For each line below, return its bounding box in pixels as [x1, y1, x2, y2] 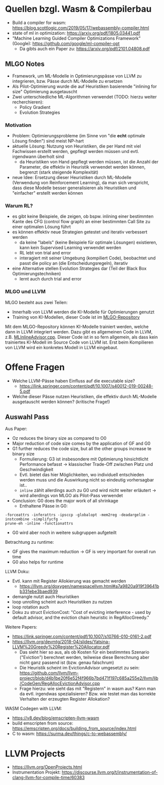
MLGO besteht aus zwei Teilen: [5, 299, 68, 305]
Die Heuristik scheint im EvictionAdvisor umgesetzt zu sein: [19, 665, 140, 671]
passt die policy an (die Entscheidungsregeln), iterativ [19, 260, 128, 266]
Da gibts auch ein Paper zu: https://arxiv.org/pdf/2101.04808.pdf [19, 46, 150, 51]
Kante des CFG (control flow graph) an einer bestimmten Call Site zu [12, 219, 150, 225]
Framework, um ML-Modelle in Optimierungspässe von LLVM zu [12, 73, 142, 79]
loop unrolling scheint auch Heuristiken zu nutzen [12, 599, 113, 605]
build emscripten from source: [12, 720, 73, 726]
